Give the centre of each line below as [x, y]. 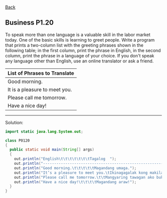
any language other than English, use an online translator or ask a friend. [80, 61]
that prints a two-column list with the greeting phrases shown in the [74, 45]
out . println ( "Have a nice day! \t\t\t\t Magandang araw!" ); [75, 182]
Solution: [14, 122]
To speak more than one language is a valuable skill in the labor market [78, 35]
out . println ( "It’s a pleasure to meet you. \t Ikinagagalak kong [81, 173]
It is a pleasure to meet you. [40, 90]
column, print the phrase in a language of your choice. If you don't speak [80, 55]
